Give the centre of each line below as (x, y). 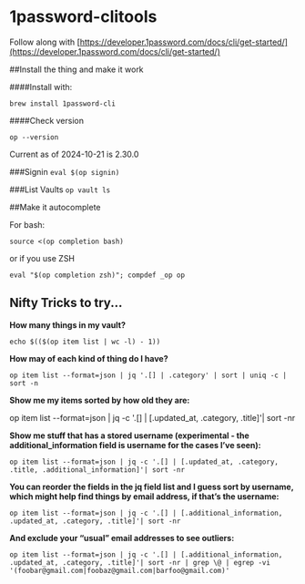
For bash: (27, 224)
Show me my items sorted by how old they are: (100, 400)
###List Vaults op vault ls (60, 190)
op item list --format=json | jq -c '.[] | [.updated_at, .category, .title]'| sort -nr (152, 417)
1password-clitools (83, 17)
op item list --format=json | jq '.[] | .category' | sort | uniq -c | (148, 375)
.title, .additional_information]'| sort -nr (97, 470)
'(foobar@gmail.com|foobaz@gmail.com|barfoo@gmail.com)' (120, 570)
